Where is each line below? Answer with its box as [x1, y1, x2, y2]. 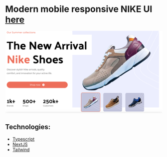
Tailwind [12, 147, 30, 153]
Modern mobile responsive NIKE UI [5, 3, 153, 15]
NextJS [12, 141, 28, 147]
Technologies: [5, 123, 51, 131]
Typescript [12, 136, 35, 142]
